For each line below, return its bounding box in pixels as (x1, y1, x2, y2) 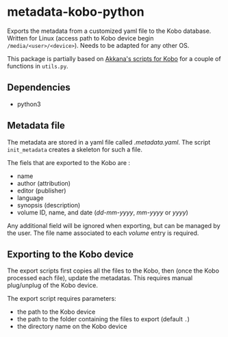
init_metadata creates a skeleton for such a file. (7, 145, 142, 153)
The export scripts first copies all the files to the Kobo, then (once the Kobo (7, 266, 220, 275)
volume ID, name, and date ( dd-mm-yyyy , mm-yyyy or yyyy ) (16, 208, 188, 216)
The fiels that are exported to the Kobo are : (7, 158, 131, 166)
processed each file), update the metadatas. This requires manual (7, 274, 193, 282)
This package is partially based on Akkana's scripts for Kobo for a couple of (7, 54, 221, 62)
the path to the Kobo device (16, 308, 96, 316)
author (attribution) (16, 179, 71, 187)
